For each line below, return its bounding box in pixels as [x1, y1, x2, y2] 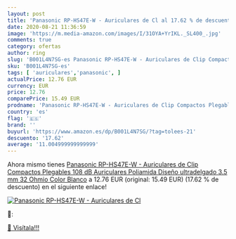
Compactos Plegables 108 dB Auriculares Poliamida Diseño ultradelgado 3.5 [7, 168, 228, 176]
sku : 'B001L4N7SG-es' [7, 63, 71, 70]
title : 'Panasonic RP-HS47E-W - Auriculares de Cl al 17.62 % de [7, 17, 202, 24]
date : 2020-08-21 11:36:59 [7, 23, 86, 30]
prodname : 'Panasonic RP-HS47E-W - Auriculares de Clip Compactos [7, 102, 206, 109]
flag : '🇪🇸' [7, 115, 42, 122]
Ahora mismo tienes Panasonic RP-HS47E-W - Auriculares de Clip [7, 160, 199, 169]
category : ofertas [7, 43, 61, 50]
